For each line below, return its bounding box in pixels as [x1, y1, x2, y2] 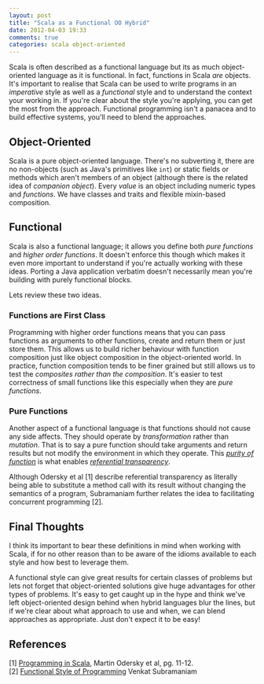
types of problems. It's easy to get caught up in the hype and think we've [9, 590, 246, 599]
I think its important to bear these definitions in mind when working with [9, 541, 241, 550]
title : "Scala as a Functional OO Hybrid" [9, 19, 150, 27]
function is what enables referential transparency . [9, 457, 171, 466]
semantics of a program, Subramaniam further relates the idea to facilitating [9, 489, 255, 498]
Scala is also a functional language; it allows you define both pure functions [9, 241, 254, 251]
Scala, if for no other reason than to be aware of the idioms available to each [9, 550, 257, 559]
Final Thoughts [9, 520, 85, 533]
